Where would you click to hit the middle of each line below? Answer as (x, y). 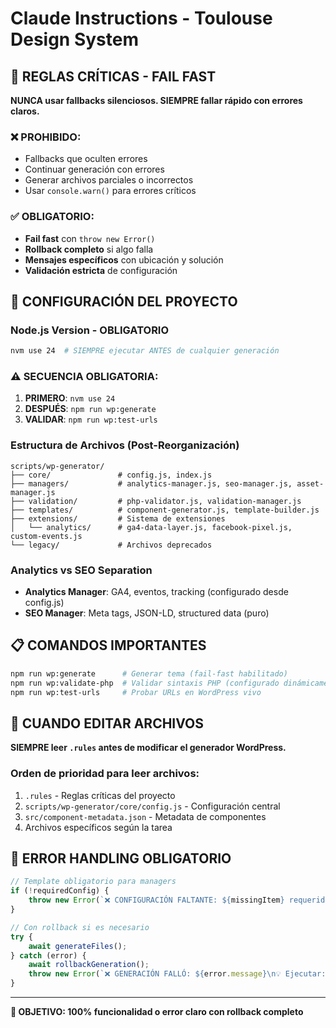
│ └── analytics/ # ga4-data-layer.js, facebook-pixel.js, (151, 527)
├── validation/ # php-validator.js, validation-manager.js (156, 501)
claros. (25, 111)
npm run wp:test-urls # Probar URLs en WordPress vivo (136, 692)
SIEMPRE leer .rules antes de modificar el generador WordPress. (148, 748)
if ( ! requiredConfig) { (60, 891)
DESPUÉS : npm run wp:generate (90, 409)
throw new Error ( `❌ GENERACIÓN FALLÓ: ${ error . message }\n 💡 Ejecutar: (177, 974)
